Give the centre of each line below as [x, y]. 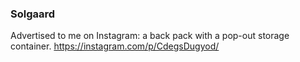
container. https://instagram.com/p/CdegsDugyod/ [115, 46]
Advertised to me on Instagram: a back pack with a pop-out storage [150, 36]
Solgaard [33, 14]
